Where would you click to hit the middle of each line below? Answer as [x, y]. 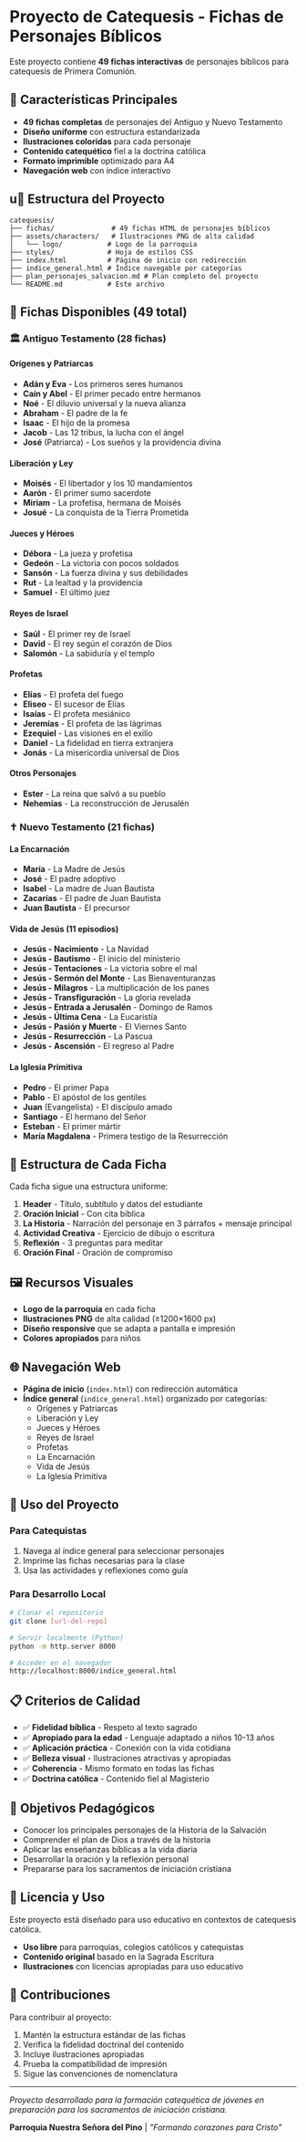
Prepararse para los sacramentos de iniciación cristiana [127, 1868]
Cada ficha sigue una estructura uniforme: [89, 1186]
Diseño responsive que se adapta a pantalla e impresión [129, 1328]
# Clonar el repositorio [56, 1613]
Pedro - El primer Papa [66, 1087]
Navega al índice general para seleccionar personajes [123, 1550]
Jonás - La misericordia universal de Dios [101, 752]
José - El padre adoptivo [69, 879]
